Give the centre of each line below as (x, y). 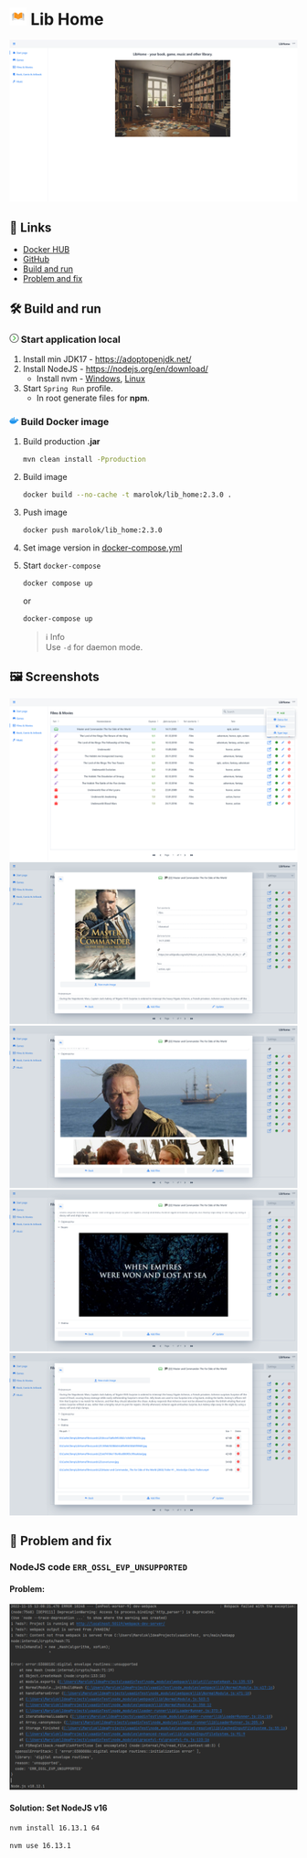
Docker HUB (46, 250)
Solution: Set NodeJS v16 (58, 1808)
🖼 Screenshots (55, 677)
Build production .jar (61, 442)
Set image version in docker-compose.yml (102, 548)
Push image (45, 512)
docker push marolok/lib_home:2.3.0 (92, 530)
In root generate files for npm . (93, 398)
